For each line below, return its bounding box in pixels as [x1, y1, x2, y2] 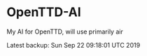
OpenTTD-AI [6, 4, 81, 20]
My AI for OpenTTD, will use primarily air [6, 27, 123, 36]
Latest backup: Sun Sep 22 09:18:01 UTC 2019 [6, 41, 141, 49]
